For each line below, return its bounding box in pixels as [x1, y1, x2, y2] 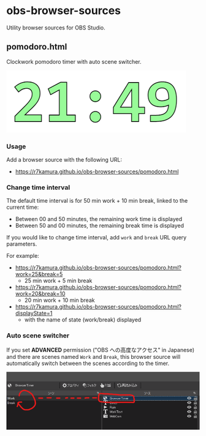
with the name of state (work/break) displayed [24, 316, 142, 323]
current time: [6, 203, 39, 211]
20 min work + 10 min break [24, 296, 95, 304]
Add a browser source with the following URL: [6, 156, 123, 163]
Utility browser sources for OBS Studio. [6, 24, 105, 31]
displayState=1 [15, 310, 53, 317]
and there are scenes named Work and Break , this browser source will [6, 353, 181, 360]
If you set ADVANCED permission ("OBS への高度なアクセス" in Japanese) [6, 346, 195, 353]
